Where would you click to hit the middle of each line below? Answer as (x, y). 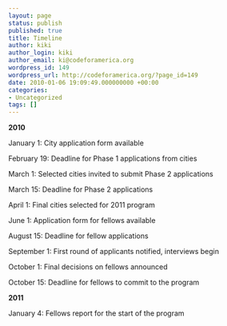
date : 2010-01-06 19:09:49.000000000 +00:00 (84, 82)
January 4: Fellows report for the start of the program (97, 313)
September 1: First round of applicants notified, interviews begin (114, 252)
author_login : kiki (41, 53)
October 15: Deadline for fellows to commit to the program (104, 282)
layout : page (30, 16)
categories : (28, 90)
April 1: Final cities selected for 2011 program (82, 205)
